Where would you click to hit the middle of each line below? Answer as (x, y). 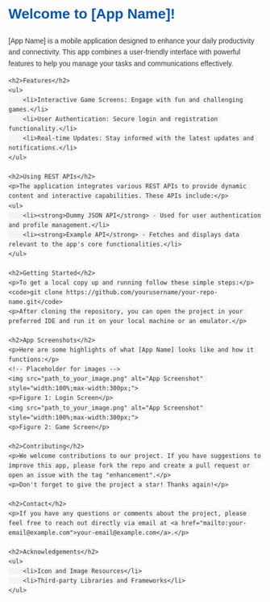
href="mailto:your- (214, 524)
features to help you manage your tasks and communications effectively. (121, 63)
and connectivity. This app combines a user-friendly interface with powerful (125, 52)
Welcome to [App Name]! (92, 14)
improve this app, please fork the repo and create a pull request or (129, 465)
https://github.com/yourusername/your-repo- (142, 292)
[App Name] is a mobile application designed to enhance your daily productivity (131, 40)
